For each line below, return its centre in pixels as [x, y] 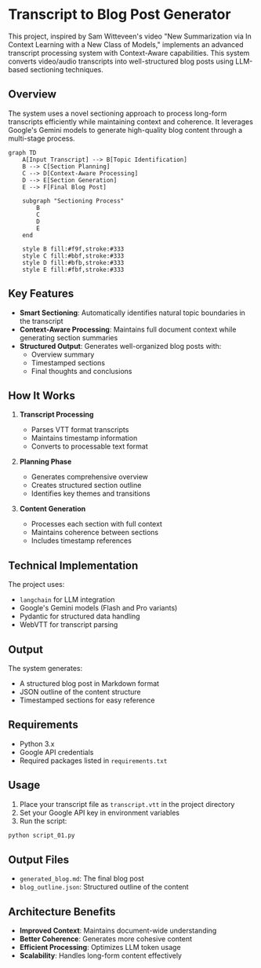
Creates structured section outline [86, 486]
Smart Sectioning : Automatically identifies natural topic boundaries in [132, 313]
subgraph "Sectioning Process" [73, 201]
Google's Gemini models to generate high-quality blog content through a [125, 130]
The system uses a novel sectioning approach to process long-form [118, 113]
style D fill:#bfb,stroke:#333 [73, 262]
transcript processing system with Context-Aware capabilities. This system [129, 53]
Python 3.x [37, 743]
